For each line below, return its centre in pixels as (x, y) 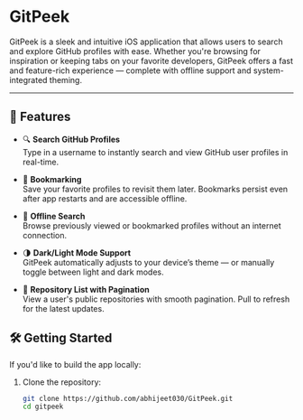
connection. (45, 235)
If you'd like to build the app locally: (75, 364)
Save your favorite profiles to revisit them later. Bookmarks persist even (155, 189)
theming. (66, 79)
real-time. (41, 162)
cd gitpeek (43, 407)
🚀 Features (40, 117)
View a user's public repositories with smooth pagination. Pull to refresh (156, 299)
